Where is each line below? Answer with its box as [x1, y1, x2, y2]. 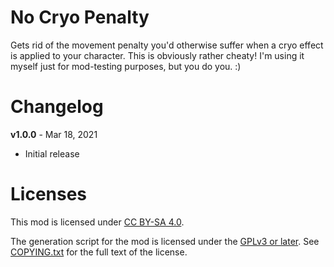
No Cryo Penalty [10, 6, 150, 29]
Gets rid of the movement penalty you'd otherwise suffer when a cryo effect [10, 39, 324, 51]
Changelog [10, 96, 104, 118]
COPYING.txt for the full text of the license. [10, 246, 188, 258]
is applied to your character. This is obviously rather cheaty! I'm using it [10, 49, 305, 61]
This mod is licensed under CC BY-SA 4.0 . [10, 216, 185, 228]
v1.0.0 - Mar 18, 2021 [10, 128, 98, 140]
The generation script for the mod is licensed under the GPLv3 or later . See [10, 235, 320, 247]
